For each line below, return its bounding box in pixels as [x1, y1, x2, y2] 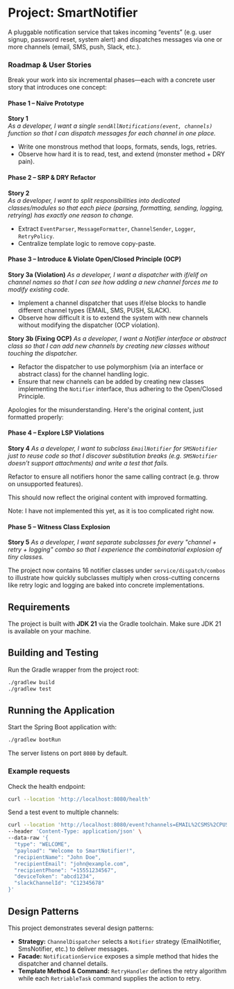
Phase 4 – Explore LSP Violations [8, 429, 105, 437]
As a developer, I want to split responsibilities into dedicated [8, 196, 181, 204]
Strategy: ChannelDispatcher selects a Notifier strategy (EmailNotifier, [17, 937, 222, 945]
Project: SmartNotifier [8, 5, 138, 21]
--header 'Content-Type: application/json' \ [8, 828, 142, 835]
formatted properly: [8, 413, 65, 421]
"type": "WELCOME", [14, 841, 71, 848]
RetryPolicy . [17, 231, 55, 240]
